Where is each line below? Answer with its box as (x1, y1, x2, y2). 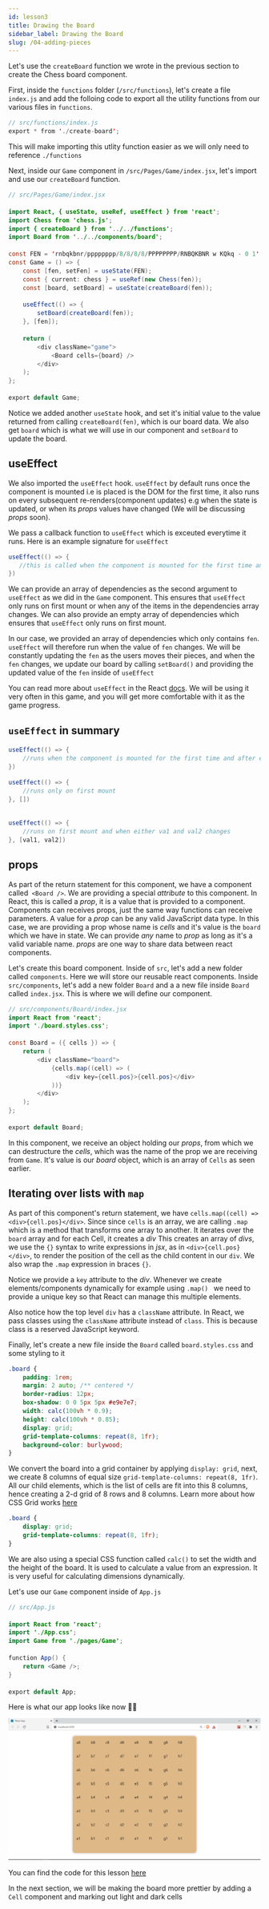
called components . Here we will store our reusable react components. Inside (8, 971, 259, 981)
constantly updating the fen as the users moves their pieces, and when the (8, 651, 255, 660)
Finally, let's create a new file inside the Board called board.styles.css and (8, 1339, 254, 1350)
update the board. (8, 434, 68, 443)
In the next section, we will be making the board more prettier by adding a (8, 1883, 252, 1893)
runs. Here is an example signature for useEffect (8, 536, 169, 546)
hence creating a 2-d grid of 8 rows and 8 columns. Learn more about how (8, 1489, 255, 1499)
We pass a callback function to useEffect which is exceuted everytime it (8, 527, 247, 537)
